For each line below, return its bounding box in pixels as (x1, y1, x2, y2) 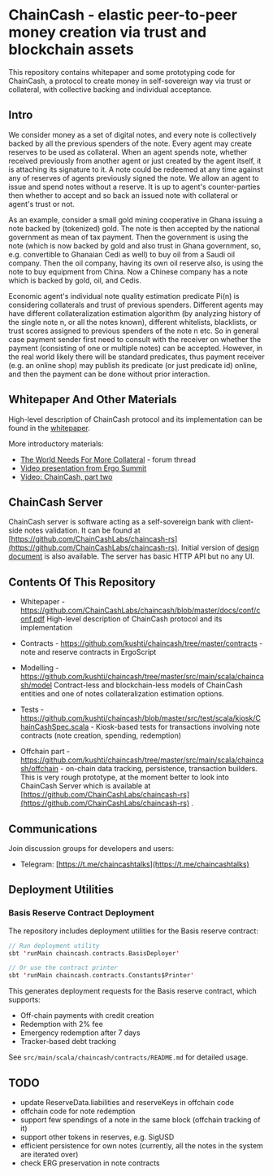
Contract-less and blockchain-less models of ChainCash (54, 680, 244, 690)
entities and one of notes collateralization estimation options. (19, 689, 225, 699)
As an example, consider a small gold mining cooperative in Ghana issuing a (8, 214, 263, 225)
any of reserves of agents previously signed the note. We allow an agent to (8, 173, 260, 182)
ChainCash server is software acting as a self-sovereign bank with (8, 517, 231, 527)
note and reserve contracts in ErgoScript (19, 647, 157, 657)
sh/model (19, 680, 53, 690)
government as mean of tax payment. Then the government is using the (8, 232, 249, 242)
